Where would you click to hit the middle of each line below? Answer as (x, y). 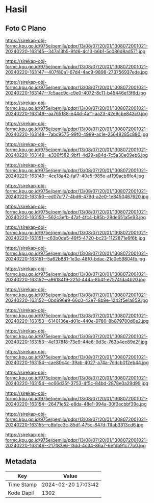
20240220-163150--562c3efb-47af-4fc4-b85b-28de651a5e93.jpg (76, 217)
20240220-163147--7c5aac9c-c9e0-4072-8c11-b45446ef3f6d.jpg (76, 93)
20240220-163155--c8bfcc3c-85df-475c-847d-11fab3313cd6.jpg (74, 425)
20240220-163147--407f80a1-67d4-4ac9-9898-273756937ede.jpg (76, 72)
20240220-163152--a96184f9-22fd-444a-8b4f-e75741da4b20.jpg (76, 280)
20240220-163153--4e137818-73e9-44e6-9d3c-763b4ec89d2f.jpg (76, 342)
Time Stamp (22, 485)
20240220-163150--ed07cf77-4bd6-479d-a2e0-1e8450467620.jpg (77, 197)
